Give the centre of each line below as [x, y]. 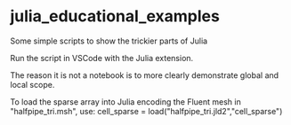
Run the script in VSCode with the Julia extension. [102, 58]
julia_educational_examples [115, 16]
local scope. [32, 84]
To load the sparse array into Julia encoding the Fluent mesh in [125, 102]
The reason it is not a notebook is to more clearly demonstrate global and [145, 75]
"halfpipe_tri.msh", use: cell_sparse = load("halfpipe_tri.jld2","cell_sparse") [146, 111]
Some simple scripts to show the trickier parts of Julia [109, 41]
